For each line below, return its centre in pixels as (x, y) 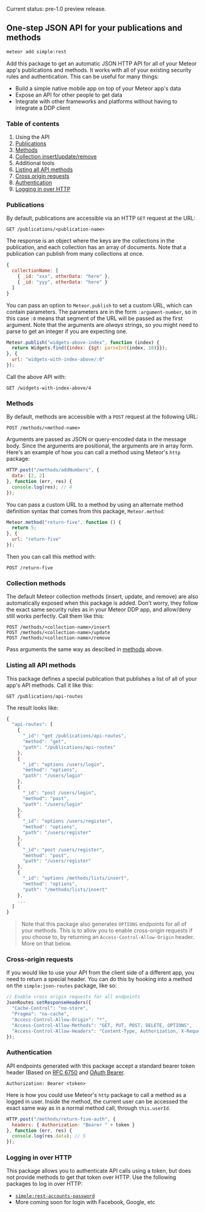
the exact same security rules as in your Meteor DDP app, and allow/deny (99, 610)
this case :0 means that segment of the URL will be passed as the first (95, 318)
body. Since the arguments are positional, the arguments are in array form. (100, 446)
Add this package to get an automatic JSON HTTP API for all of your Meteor (102, 63)
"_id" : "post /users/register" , (63, 850)
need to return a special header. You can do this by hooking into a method (99, 979)
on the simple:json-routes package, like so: (62, 986)
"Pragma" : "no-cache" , (41, 1014)
